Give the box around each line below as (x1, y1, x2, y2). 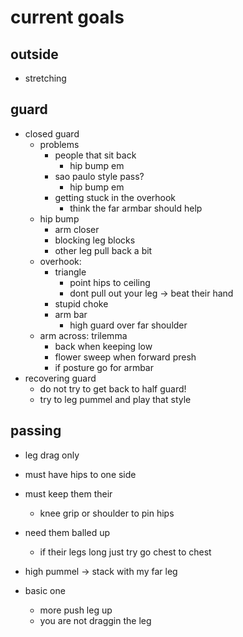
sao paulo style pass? (54, 170, 145, 182)
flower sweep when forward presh (54, 351, 197, 363)
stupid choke (54, 297, 109, 310)
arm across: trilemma (39, 329, 128, 341)
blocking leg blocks (54, 234, 136, 246)
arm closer (54, 223, 100, 235)
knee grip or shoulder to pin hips (39, 507, 175, 519)
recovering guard (24, 372, 97, 384)
